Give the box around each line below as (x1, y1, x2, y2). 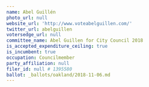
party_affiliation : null (6, 60, 70, 66)
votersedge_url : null (6, 32, 62, 38)
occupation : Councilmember (6, 55, 75, 61)
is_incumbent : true (6, 49, 56, 55)
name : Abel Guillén (6, 9, 56, 15)
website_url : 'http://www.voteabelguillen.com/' (6, 20, 133, 26)
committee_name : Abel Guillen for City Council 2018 (6, 37, 144, 43)
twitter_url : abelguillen (6, 26, 72, 32)
